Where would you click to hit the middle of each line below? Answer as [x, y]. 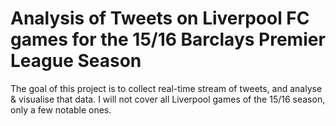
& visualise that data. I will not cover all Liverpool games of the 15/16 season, [168, 99]
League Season [76, 61]
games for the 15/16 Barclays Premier [168, 39]
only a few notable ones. [61, 109]
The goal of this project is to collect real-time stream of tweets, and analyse [166, 88]
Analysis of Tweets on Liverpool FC [160, 18]
